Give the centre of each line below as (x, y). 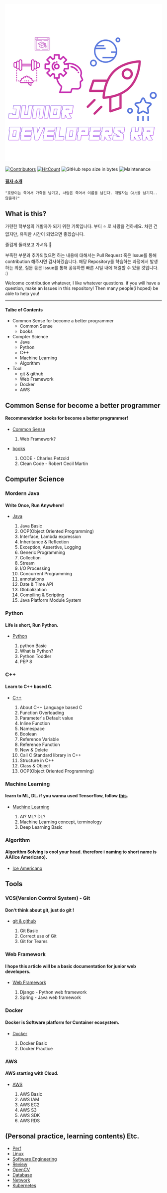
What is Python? (37, 651)
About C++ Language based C (51, 707)
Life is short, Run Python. (32, 625)
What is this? (26, 214)
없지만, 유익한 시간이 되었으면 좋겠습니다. (45, 234)
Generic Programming (42, 552)
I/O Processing (35, 568)
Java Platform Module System (50, 600)
